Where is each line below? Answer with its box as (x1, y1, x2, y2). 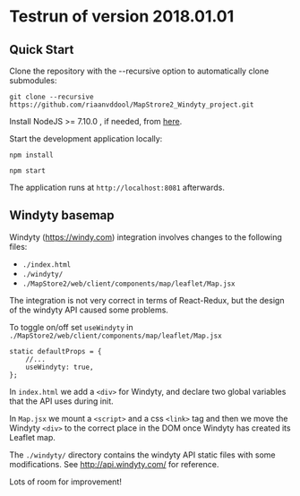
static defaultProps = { (9, 346, 102, 355)
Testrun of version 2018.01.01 (9, 6, 235, 27)
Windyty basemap (9, 208, 115, 223)
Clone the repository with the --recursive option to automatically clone (9, 65, 270, 76)
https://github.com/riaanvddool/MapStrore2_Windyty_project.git (9, 100, 254, 109)
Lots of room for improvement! (9, 476, 123, 487)
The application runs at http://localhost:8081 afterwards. (9, 182, 226, 192)
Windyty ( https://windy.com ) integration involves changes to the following (9, 231, 282, 243)
